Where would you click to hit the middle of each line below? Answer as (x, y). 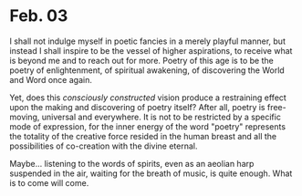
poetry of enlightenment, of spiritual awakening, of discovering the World (147, 70)
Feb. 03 (39, 16)
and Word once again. (51, 79)
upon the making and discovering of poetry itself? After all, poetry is (138, 107)
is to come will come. (49, 182)
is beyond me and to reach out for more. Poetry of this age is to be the (141, 60)
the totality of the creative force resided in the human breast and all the (143, 136)
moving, (25, 117)
